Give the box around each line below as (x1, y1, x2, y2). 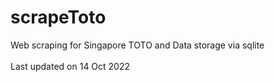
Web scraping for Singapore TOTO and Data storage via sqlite (10, 39, 265, 51)
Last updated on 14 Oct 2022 (10, 60, 131, 72)
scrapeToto (10, 6, 107, 29)
